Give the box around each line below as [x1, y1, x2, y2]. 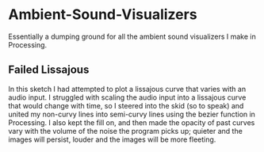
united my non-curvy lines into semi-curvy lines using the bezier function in [8, 109, 256, 119]
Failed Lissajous [8, 63, 90, 77]
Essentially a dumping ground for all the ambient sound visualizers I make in [8, 32, 256, 41]
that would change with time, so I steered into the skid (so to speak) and [8, 101, 244, 110]
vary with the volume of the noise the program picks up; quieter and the [8, 126, 243, 135]
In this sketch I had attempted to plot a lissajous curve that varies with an [8, 84, 247, 93]
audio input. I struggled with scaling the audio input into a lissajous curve [8, 93, 247, 102]
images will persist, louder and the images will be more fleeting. [8, 135, 216, 144]
